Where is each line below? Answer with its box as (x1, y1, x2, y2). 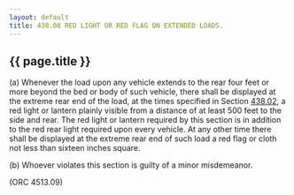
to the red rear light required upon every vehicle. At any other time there (9, 124, 272, 135)
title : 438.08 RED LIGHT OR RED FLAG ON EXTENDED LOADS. (9, 21, 224, 30)
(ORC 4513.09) (9, 177, 64, 188)
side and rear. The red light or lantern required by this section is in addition (9, 115, 282, 125)
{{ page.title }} (9, 54, 91, 69)
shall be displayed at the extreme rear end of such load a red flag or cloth (9, 133, 277, 144)
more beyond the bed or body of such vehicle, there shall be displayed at (9, 86, 276, 97)
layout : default (9, 12, 69, 22)
